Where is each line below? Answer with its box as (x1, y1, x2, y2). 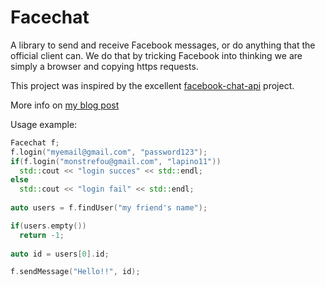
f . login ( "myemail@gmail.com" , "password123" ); (10, 147, 208, 157)
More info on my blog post (10, 99, 120, 111)
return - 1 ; (19, 230, 65, 240)
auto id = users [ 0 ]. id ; (10, 249, 110, 259)
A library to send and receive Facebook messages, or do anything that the (10, 39, 316, 51)
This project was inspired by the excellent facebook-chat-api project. (10, 79, 295, 91)
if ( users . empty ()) (10, 221, 87, 231)
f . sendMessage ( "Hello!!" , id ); (10, 267, 141, 277)
